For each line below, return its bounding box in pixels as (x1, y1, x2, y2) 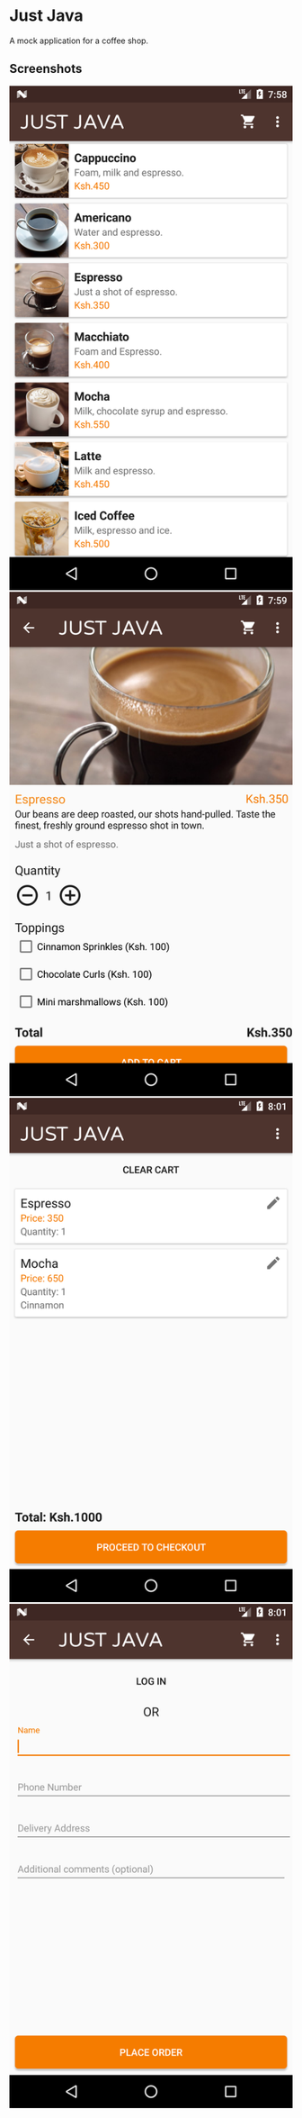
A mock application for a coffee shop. (9, 35, 149, 46)
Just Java (9, 5, 84, 26)
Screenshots (9, 61, 83, 77)
